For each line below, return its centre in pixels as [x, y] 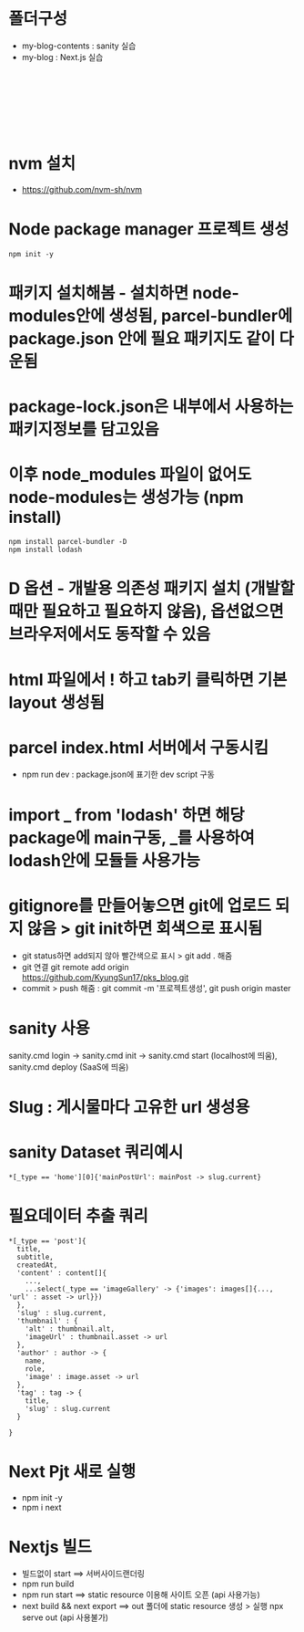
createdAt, [37, 1265]
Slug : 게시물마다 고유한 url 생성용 [129, 1107]
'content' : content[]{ [61, 1273]
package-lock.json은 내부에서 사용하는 [151, 407]
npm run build [48, 1584]
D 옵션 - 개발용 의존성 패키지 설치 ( [130, 589]
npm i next [41, 1507]
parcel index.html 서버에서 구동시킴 [139, 747]
